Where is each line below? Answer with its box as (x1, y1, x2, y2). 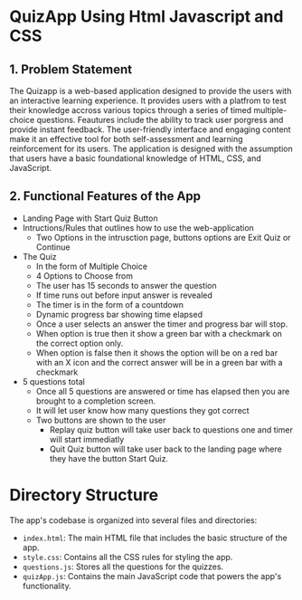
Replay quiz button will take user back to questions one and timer (49, 424, 294, 435)
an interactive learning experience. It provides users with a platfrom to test (9, 95, 287, 106)
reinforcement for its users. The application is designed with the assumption (9, 143, 293, 154)
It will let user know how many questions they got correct (35, 405, 250, 415)
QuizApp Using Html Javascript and (9, 6, 284, 27)
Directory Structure (9, 485, 159, 505)
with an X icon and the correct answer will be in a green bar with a (35, 357, 283, 367)
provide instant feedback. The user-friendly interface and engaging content (9, 124, 291, 135)
